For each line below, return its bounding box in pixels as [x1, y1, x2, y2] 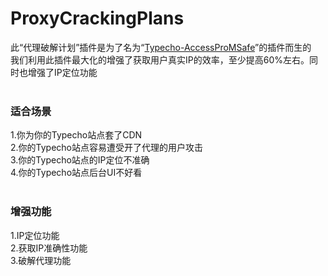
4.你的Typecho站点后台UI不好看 [10, 167, 143, 179]
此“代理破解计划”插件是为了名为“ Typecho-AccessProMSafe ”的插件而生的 [10, 41, 312, 53]
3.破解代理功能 [10, 254, 72, 266]
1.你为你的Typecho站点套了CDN [10, 129, 143, 141]
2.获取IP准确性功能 [10, 242, 88, 254]
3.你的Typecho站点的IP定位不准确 [10, 154, 150, 166]
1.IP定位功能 [10, 229, 60, 241]
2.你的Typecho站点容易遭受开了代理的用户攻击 [10, 142, 204, 154]
